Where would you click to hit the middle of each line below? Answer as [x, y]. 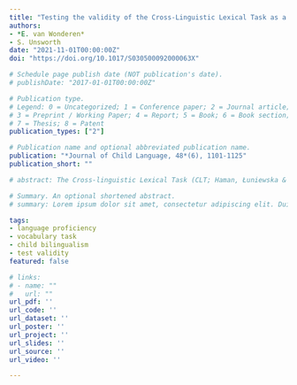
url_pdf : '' [31, 302]
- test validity [39, 253]
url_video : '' [35, 359]
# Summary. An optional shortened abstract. [92, 196]
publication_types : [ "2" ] [57, 132]
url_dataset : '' [39, 319]
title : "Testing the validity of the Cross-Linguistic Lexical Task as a [148, 17]
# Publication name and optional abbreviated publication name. [130, 148]
